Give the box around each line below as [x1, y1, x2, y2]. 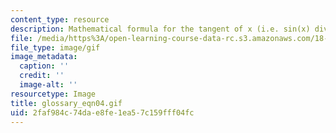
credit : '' [19, 71, 65, 81]
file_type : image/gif [10, 42, 101, 53]
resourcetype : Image [10, 89, 97, 99]
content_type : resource [10, 14, 110, 25]
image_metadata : [10, 52, 78, 62]
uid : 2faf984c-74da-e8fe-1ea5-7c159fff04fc [10, 107, 195, 118]
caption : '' [19, 61, 70, 71]
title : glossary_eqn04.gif [10, 98, 123, 108]
